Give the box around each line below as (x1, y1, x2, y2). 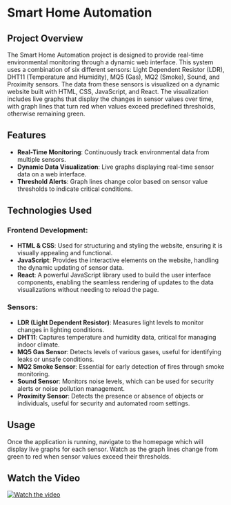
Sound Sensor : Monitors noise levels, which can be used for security (17, 377, 214, 385)
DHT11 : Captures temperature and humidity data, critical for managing (17, 333, 217, 341)
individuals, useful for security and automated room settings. (17, 399, 190, 407)
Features (7, 129, 46, 141)
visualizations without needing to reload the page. (17, 285, 159, 293)
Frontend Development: (7, 226, 88, 235)
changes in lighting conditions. (17, 325, 105, 333)
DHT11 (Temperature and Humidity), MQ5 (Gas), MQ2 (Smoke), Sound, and (7, 73, 220, 81)
